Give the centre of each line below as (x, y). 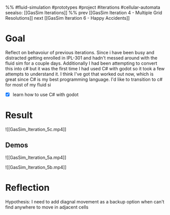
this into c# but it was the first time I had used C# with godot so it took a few (85, 68)
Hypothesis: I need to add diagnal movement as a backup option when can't (85, 201)
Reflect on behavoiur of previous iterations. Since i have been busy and (80, 52)
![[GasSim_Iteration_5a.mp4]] (36, 157)
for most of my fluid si (28, 84)
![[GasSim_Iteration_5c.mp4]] (36, 129)
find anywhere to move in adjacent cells (47, 207)
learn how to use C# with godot (45, 94)
